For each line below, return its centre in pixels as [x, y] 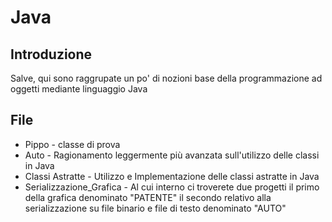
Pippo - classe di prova [72, 144]
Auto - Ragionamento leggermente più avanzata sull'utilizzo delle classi [172, 155]
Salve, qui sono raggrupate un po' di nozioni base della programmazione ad [166, 78]
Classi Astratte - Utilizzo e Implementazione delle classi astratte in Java [172, 176]
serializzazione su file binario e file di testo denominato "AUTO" [155, 208]
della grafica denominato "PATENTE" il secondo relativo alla [148, 197]
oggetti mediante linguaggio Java [79, 89]
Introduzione [51, 54]
